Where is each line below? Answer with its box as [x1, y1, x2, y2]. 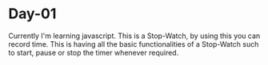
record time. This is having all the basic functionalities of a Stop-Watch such [8, 39, 259, 48]
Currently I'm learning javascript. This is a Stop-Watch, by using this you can [8, 31, 261, 40]
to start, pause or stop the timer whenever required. [8, 48, 179, 57]
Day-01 [8, 5, 57, 23]
